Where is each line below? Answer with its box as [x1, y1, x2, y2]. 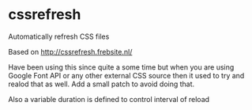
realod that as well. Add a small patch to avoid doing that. [8, 79, 195, 89]
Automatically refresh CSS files [8, 32, 110, 41]
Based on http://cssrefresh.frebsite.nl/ [8, 47, 133, 56]
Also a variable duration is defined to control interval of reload [8, 94, 210, 104]
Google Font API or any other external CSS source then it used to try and [8, 70, 245, 80]
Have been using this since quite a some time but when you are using [8, 62, 235, 72]
